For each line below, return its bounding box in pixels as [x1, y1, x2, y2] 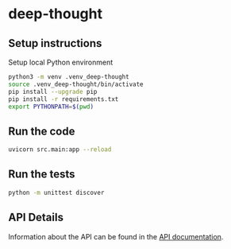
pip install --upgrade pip [8, 88, 98, 95]
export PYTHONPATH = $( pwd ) [8, 103, 94, 111]
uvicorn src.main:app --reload [8, 146, 112, 154]
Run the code [8, 124, 75, 138]
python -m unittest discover [8, 189, 105, 196]
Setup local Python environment [8, 57, 114, 67]
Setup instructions [8, 37, 102, 50]
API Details [8, 211, 64, 224]
